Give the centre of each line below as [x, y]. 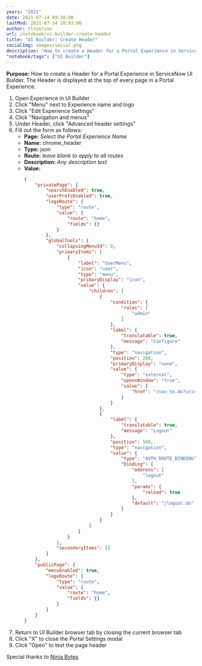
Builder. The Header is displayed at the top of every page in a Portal [90, 80]
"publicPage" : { [55, 565]
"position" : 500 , [132, 442]
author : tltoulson [29, 29]
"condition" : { [129, 302]
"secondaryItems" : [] [83, 548]
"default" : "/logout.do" [163, 503]
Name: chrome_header [53, 142]
